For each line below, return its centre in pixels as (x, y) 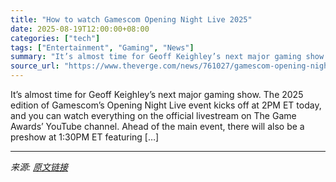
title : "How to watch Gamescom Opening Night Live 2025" (131, 19)
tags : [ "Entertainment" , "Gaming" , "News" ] (102, 47)
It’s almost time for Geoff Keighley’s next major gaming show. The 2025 (157, 94)
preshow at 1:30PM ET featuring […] (85, 137)
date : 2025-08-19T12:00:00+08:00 (80, 29)
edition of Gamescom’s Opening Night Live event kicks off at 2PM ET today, (166, 105)
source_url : (35, 66)
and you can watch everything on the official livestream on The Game (153, 115)
